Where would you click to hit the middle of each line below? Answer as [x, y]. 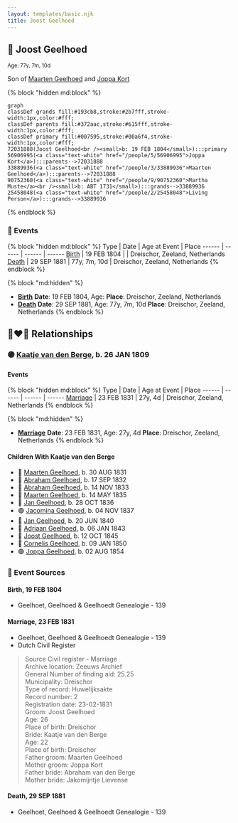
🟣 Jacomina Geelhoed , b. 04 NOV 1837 [76, 511]
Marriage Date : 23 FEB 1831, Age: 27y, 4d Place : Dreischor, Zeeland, [119, 433]
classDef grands [31, 112]
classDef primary [33, 137]
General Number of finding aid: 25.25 [79, 674]
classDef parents [33, 124]
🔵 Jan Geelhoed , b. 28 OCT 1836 [66, 503]
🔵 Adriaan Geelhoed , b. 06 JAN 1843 [71, 529]
